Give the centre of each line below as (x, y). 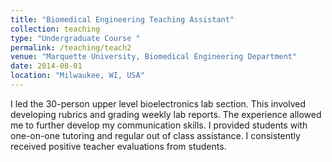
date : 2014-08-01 (46, 66)
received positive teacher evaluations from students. (118, 146)
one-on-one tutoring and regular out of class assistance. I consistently (155, 135)
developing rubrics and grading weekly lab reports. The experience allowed (166, 114)
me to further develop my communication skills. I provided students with (159, 125)
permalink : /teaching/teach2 (71, 47)
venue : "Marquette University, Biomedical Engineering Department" (154, 57)
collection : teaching (55, 29)
